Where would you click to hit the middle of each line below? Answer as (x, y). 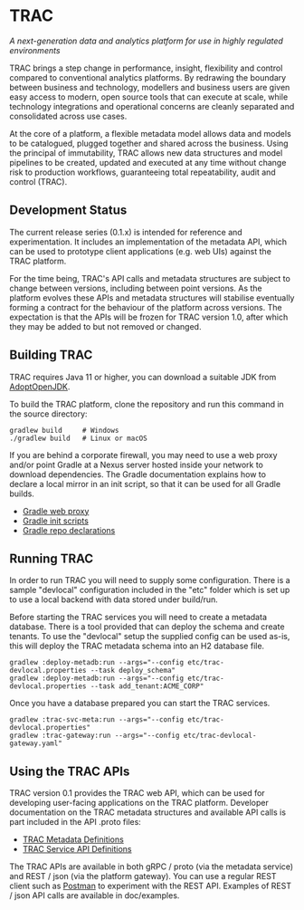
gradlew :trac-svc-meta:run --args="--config (96, 720)
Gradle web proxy (56, 511)
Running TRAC (52, 558)
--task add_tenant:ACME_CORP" (147, 686)
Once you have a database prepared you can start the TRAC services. (140, 704)
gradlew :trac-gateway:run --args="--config (95, 736)
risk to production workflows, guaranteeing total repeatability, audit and (142, 172)
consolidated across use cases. (68, 116)
